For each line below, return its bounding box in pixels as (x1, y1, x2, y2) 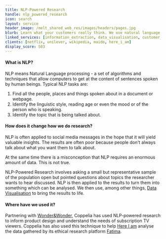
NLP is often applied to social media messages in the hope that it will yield (5, 134, 156, 140)
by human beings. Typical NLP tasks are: (5, 81, 88, 87)
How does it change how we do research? (5, 123, 93, 129)
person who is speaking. (12, 106, 63, 112)
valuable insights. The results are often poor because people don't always (5, 139, 156, 145)
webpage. (12, 96, 33, 102)
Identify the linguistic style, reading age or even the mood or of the (12, 101, 149, 107)
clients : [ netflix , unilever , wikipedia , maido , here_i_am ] (5, 40, 132, 45)
